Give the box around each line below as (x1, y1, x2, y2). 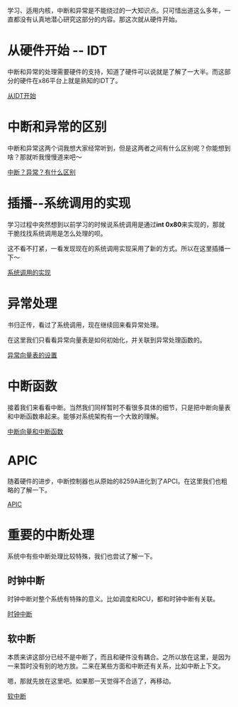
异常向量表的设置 (7, 350, 57, 359)
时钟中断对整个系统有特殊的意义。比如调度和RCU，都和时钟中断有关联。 (7, 595, 220, 603)
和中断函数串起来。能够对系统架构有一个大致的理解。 (7, 411, 163, 421)
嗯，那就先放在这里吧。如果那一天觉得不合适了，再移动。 (7, 677, 175, 686)
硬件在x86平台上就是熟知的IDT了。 (19, 76, 122, 85)
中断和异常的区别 (7, 119, 108, 135)
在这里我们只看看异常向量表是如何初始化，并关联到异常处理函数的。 (7, 335, 206, 344)
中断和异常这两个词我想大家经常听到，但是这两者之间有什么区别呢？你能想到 (7, 144, 231, 152)
